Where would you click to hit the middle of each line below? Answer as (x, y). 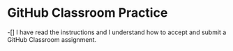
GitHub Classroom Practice (88, 13)
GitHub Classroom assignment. (52, 39)
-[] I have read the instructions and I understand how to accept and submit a (117, 32)
